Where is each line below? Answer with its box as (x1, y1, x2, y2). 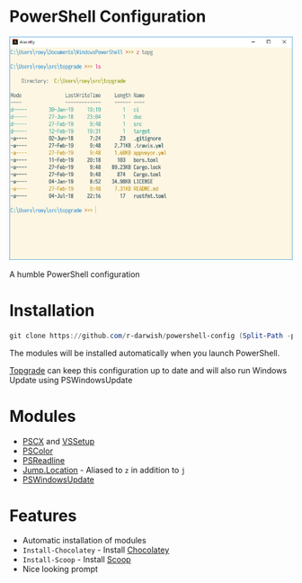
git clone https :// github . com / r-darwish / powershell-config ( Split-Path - (9, 331, 292, 340)
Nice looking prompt (22, 564, 99, 575)
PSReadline (22, 454, 66, 465)
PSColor (22, 445, 54, 456)
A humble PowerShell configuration (9, 268, 141, 280)
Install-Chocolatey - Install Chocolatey (22, 544, 170, 555)
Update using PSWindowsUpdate (9, 374, 133, 385)
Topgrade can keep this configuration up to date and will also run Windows (9, 364, 288, 375)
